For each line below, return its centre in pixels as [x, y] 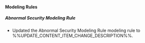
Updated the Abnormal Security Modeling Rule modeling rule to [76, 30]
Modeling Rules [21, 7]
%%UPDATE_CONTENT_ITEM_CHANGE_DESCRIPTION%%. [72, 35]
